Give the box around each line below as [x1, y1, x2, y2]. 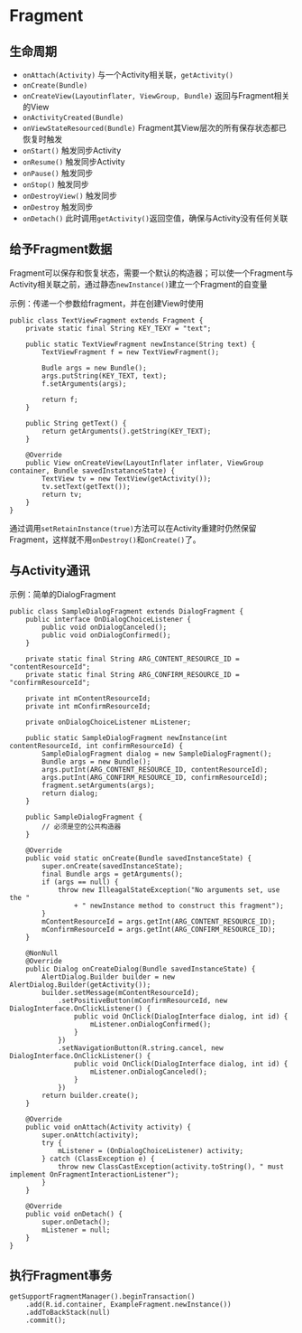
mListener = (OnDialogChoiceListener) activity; [57, 1146, 244, 1155]
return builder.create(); [41, 1091, 140, 1100]
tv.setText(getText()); [41, 482, 131, 491]
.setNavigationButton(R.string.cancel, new [57, 1043, 224, 1053]
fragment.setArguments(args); [41, 781, 155, 790]
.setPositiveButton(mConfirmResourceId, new [57, 996, 228, 1005]
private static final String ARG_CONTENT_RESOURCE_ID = [25, 654, 241, 663]
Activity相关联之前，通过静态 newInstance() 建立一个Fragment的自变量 [9, 278, 268, 289]
